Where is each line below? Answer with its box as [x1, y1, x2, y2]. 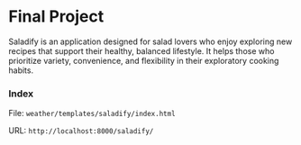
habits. [8, 65, 33, 76]
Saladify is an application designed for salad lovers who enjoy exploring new [8, 36, 293, 47]
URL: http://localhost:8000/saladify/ [8, 125, 154, 136]
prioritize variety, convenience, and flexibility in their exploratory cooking [8, 55, 279, 66]
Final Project [8, 6, 105, 27]
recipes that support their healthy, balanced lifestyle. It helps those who [8, 45, 275, 56]
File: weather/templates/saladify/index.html [8, 108, 177, 119]
